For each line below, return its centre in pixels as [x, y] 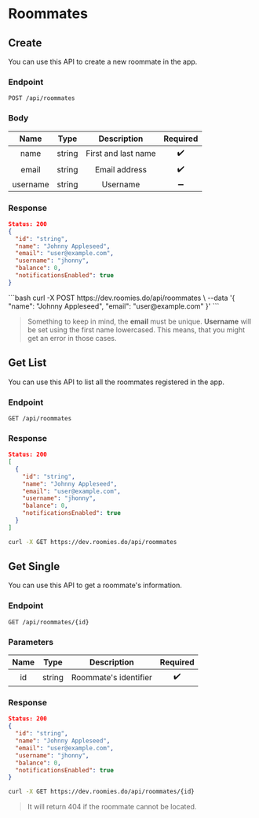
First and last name [121, 154]
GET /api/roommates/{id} [49, 622]
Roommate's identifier [112, 677]
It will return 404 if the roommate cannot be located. [112, 807]
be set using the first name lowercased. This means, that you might [136, 329]
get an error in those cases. [72, 338]
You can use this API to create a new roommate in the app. [103, 61]
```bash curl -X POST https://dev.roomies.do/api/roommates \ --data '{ [122, 298]
